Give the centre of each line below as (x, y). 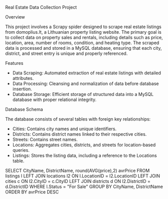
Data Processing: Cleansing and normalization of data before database (86, 83)
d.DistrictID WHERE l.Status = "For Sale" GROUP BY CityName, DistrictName (84, 186)
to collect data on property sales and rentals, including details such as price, (84, 37)
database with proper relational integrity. (54, 99)
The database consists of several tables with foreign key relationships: (78, 119)
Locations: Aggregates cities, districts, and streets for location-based (84, 145)
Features (14, 63)
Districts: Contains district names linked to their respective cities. (79, 134)
